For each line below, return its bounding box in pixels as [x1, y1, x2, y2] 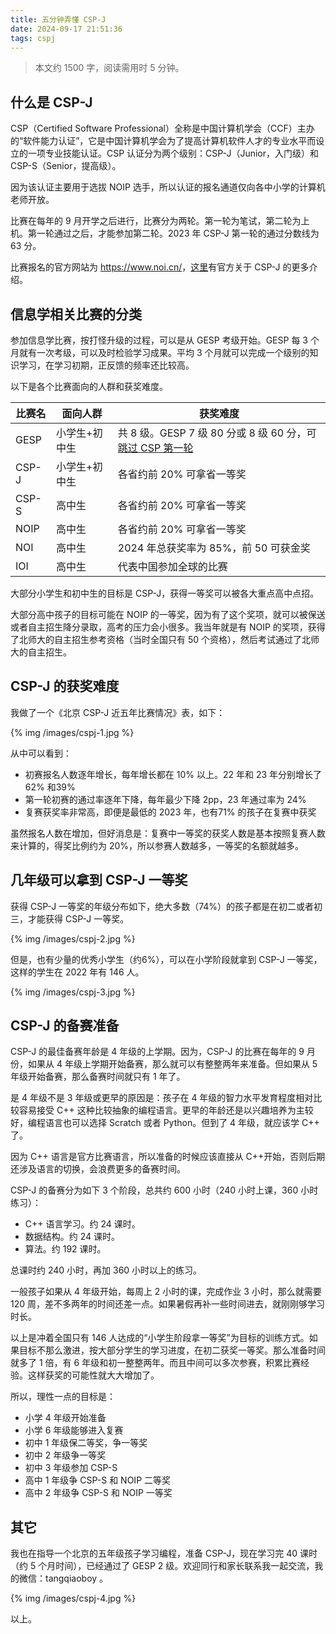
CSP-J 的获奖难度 [10, 678, 120, 695]
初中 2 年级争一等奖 [24, 1449, 107, 1461]
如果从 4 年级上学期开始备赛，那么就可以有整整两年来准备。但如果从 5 [27, 1058, 318, 1070]
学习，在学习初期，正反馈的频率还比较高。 [18, 359, 195, 371]
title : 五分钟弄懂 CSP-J [10, 14, 107, 25]
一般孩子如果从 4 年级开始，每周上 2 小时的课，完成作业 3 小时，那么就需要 [10, 1286, 322, 1298]
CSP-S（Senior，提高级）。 [10, 160, 122, 172]
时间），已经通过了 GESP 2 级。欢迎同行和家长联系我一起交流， [55, 1560, 315, 1572]
